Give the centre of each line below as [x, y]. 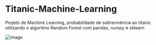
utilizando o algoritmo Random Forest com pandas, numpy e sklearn [75, 27]
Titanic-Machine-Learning [61, 9]
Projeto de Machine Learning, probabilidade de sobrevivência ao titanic [78, 22]
